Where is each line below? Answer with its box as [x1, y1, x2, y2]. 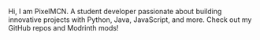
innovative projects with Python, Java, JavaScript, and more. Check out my [8, 15, 252, 24]
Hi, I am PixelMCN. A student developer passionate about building [8, 7, 222, 16]
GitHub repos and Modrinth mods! [8, 24, 119, 32]
